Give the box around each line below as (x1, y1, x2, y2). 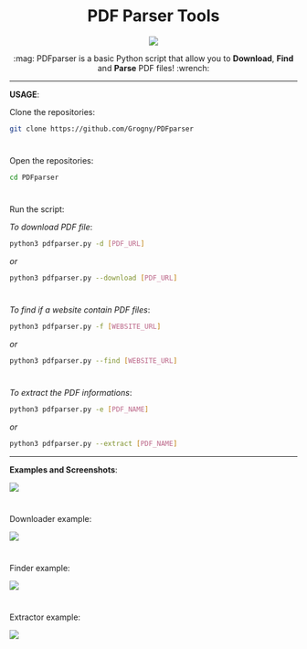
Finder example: (9, 563, 70, 574)
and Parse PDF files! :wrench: (97, 62, 210, 73)
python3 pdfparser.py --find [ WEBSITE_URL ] (9, 356, 178, 366)
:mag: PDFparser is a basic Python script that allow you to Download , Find (13, 52, 294, 64)
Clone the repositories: (9, 106, 96, 117)
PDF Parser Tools (87, 5, 220, 27)
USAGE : (9, 89, 40, 100)
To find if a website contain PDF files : (9, 304, 151, 315)
